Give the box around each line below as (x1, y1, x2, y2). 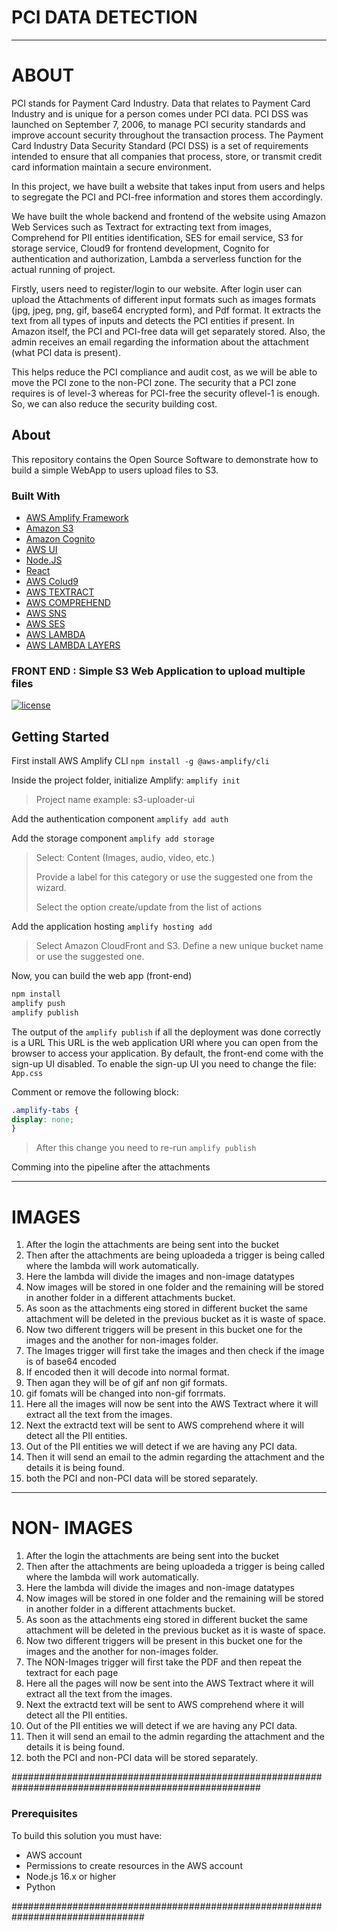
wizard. (35, 882, 67, 894)
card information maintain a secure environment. (11, 161, 212, 173)
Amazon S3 (25, 522, 74, 534)
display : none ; (11, 1114, 75, 1125)
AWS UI (25, 543, 58, 555)
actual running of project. (11, 263, 116, 275)
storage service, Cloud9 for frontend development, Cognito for (11, 242, 270, 254)
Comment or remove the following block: (11, 1086, 179, 1098)
